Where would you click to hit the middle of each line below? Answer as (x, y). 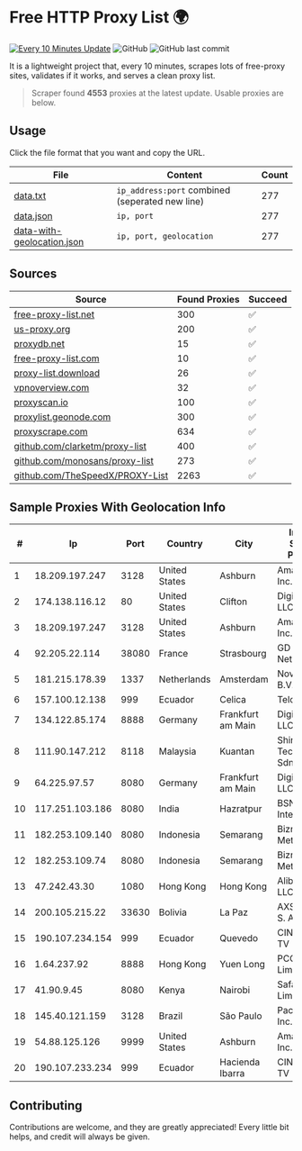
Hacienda (240, 1062)
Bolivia (173, 912)
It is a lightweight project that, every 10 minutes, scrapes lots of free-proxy (147, 66)
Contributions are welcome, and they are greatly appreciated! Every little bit (149, 1128)
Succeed (268, 299)
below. (44, 102)
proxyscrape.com (51, 431)
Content (185, 175)
